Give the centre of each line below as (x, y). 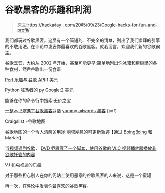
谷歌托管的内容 (20, 154)
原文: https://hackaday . (41, 25)
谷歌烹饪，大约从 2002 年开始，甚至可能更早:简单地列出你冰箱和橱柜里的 (79, 63)
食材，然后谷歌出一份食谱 (35, 69)
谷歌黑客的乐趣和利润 (48, 10)
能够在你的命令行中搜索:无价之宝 (38, 100)
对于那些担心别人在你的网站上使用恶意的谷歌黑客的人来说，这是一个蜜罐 (78, 175)
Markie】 (14, 138)
